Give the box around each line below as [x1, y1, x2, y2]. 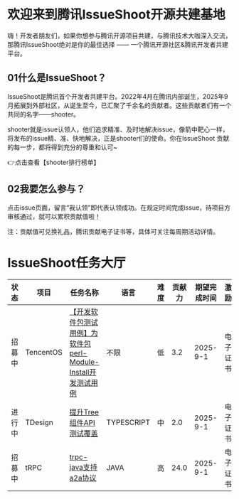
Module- [69, 357, 100, 367]
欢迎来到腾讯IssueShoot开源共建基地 [7, 6, 225, 23]
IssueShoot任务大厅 [7, 254, 126, 271]
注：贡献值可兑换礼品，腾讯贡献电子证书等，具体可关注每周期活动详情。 [7, 227, 219, 235]
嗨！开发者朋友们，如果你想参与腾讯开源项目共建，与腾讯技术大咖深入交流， [7, 31, 232, 40]
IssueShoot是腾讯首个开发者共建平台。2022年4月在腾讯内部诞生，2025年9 [7, 92, 228, 100]
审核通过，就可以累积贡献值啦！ [7, 212, 101, 220]
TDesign [25, 417, 53, 427]
